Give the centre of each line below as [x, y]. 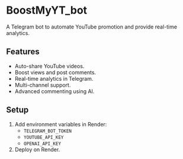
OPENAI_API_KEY [42, 144]
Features [23, 52]
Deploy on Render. [37, 150]
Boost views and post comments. [55, 72]
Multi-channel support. [43, 85]
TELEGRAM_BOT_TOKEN [48, 131]
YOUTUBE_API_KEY [44, 137]
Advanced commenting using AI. [54, 91]
